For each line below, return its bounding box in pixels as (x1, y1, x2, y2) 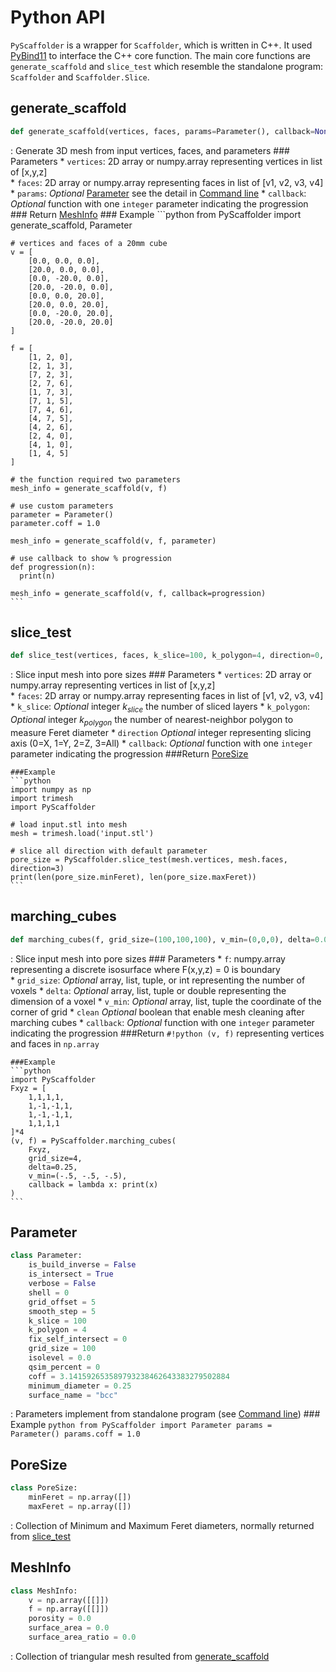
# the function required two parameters (10, 474, 182, 485)
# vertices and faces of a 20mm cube (10, 238, 168, 248)
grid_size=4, (28, 1153, 83, 1163)
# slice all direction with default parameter (10, 846, 208, 856)
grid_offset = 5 (28, 1297, 97, 1307)
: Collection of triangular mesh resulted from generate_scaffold (10, 1650, 270, 1662)
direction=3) (10, 863, 65, 873)
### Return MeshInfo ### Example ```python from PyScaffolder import (10, 208, 302, 220)
